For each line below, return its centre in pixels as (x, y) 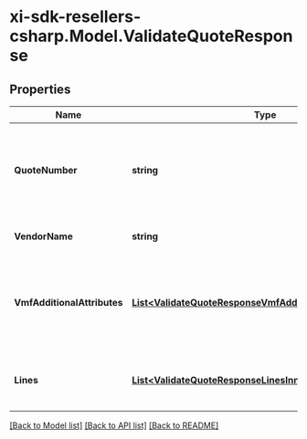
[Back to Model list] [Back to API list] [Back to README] (114, 425)
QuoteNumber (46, 170)
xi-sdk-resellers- (75, 17)
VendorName (43, 236)
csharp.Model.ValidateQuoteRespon (151, 36)
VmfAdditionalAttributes (69, 303)
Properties (40, 89)
